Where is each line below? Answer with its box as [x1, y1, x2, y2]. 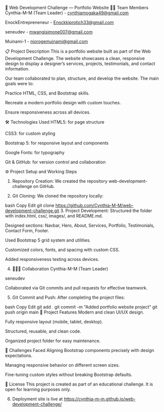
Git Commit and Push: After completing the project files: [12, 294, 125, 300]
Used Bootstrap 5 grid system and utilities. [5, 237, 91, 243]
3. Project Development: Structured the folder [60, 208, 152, 214]
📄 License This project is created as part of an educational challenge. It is [5, 381, 153, 387]
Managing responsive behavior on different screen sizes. [5, 362, 120, 368]
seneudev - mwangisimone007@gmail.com [5, 29, 93, 34]
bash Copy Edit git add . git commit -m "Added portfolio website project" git [5, 304, 158, 310]
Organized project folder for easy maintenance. [5, 338, 101, 344]
